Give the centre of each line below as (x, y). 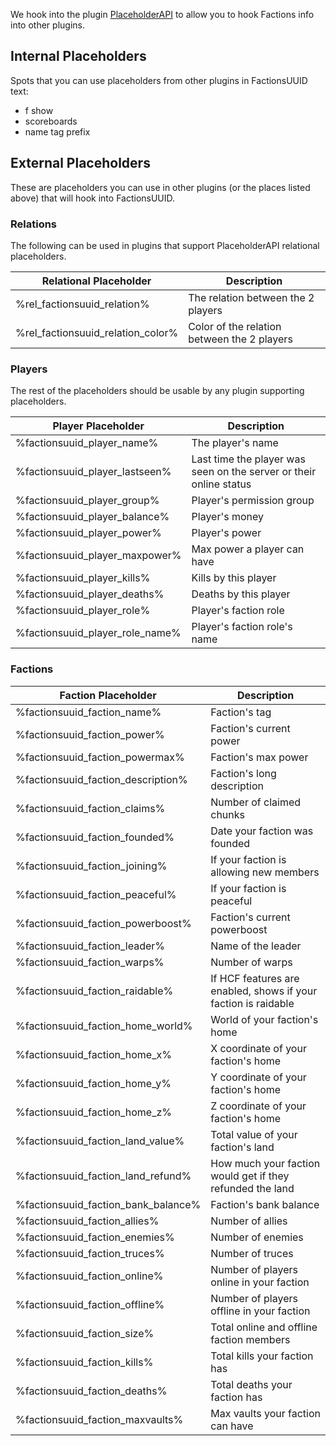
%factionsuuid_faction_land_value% (100, 1141)
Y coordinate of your (258, 1077)
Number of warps (251, 962)
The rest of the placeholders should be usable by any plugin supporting (157, 391)
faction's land (242, 1147)
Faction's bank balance (265, 1204)
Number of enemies (257, 1237)
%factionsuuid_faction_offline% (90, 1304)
